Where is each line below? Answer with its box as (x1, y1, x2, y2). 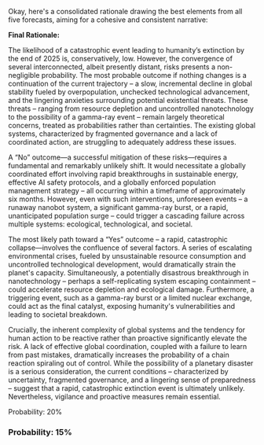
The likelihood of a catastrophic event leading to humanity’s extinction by (8, 46, 245, 54)
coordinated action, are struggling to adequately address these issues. (8, 138, 237, 146)
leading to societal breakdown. (8, 310, 108, 319)
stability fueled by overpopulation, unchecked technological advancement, (8, 87, 250, 97)
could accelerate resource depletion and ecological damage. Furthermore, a (8, 285, 255, 294)
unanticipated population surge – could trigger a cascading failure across (8, 211, 245, 220)
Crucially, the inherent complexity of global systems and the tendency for (8, 325, 246, 334)
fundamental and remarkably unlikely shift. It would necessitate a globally (8, 161, 246, 170)
